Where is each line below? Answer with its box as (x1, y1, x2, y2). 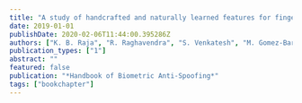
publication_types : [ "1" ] (9, 47, 106, 56)
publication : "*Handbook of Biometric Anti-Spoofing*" (9, 72, 219, 81)
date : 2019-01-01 (9, 21, 75, 30)
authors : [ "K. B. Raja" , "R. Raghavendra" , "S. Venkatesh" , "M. (9, 38, 255, 47)
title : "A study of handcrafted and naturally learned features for (9, 13, 271, 22)
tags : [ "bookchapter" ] (9, 80, 94, 89)
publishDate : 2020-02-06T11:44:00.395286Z (9, 30, 171, 39)
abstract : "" (9, 55, 58, 64)
